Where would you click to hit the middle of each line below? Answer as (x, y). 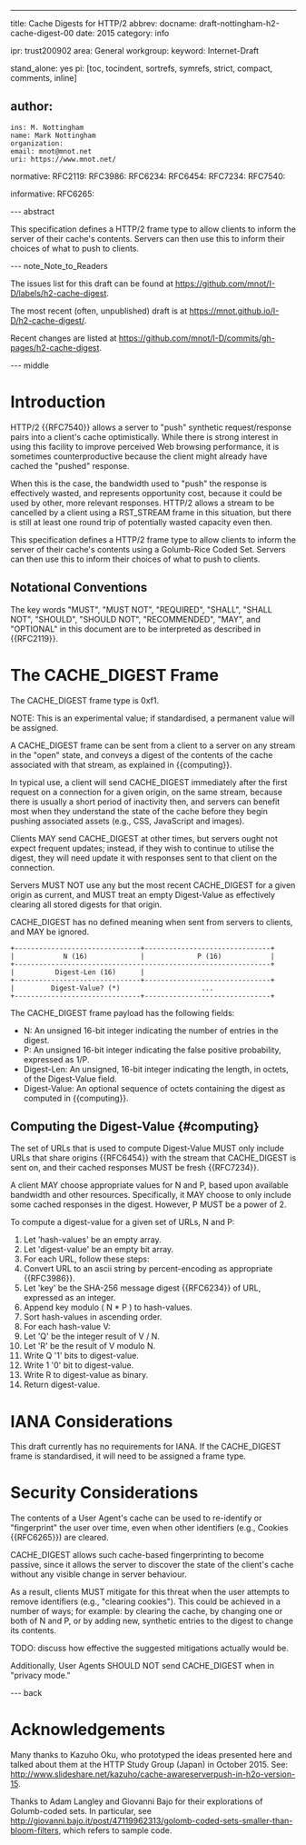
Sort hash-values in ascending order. (93, 1317)
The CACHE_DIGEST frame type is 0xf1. (85, 700)
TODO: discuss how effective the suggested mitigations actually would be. (149, 1648)
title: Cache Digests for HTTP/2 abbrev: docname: (104, 23)
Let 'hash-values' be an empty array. (92, 1240)
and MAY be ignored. (50, 932)
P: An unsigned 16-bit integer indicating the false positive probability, (152, 1050)
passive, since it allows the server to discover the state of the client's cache (152, 1565)
